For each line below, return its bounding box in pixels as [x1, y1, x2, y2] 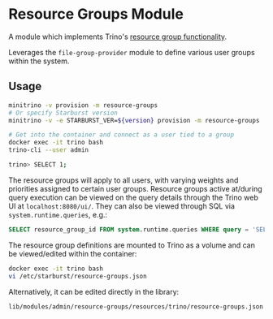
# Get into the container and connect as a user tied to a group [8, 131, 234, 139]
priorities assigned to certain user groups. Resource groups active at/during [8, 183, 262, 193]
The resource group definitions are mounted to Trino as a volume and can [8, 240, 256, 250]
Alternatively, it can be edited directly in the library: [8, 287, 180, 296]
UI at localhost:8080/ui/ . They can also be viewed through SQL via [8, 200, 236, 211]
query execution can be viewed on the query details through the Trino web [8, 192, 258, 202]
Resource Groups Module [8, 5, 184, 24]
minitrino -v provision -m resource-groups [8, 101, 158, 110]
